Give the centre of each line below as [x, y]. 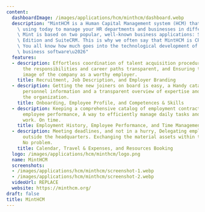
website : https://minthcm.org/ [52, 188]
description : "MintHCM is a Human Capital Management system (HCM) [99, 23]
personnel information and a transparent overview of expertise [106, 92]
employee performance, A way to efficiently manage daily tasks [106, 114]
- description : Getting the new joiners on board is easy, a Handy [99, 86]
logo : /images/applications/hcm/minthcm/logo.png [76, 154]
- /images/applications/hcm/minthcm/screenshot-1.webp [83, 171]
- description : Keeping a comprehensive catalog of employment [94, 108]
